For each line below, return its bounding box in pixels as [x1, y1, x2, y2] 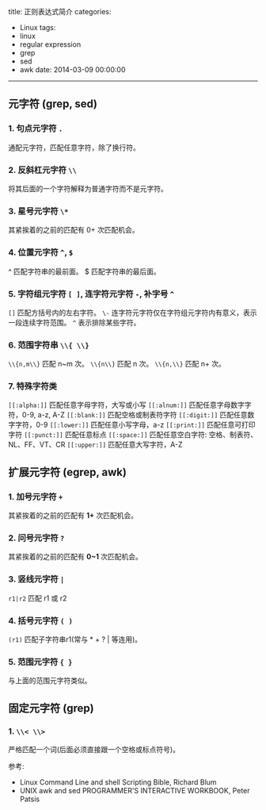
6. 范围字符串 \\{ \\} [8, 340, 89, 351]
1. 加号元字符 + [8, 491, 63, 502]
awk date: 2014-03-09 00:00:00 [19, 65, 126, 74]
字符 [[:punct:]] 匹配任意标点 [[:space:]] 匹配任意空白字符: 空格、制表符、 [8, 430, 258, 440]
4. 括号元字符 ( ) [8, 615, 74, 626]
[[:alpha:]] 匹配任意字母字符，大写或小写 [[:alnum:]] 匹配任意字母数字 [8, 400, 245, 410]
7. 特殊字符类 [8, 381, 58, 392]
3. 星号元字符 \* [8, 205, 69, 217]
